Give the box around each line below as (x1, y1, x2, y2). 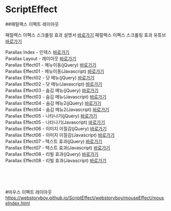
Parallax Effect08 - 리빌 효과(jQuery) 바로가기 (5, 151, 99, 157)
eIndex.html (5, 200, 30, 206)
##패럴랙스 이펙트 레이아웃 (5, 21, 59, 27)
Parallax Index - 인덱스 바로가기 (5, 49, 70, 55)
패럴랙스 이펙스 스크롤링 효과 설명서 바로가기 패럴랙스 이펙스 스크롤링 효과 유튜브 (5, 32, 166, 38)
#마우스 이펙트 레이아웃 (5, 189, 52, 195)
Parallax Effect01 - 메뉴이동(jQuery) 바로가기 (5, 62, 96, 68)
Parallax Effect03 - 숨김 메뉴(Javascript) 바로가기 (5, 93, 107, 100)
